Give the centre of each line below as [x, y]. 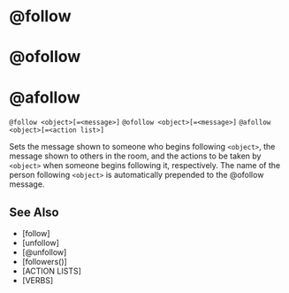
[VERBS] [38, 281]
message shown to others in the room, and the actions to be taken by [135, 156]
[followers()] [45, 262]
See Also [34, 212]
